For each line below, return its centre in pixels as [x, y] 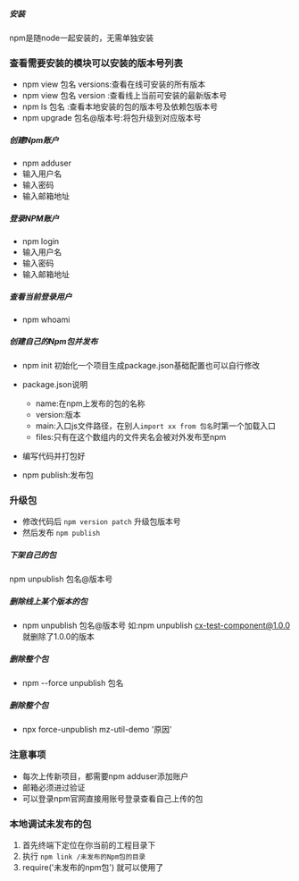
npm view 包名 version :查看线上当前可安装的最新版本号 [125, 96]
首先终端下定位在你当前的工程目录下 [89, 844]
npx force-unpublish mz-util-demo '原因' [97, 730]
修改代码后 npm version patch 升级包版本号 [101, 521]
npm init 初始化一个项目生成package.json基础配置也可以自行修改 [141, 366]
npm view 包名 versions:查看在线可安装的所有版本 [114, 84]
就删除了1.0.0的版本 [58, 637]
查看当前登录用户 [41, 296]
